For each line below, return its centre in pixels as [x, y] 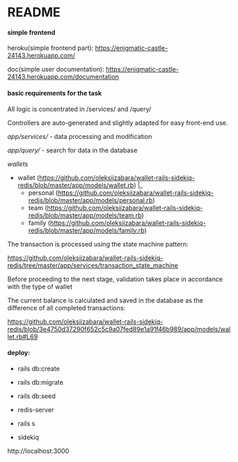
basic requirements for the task [55, 93]
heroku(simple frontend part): [51, 48]
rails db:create [39, 368]
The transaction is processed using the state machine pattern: [98, 244]
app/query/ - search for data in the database [73, 150]
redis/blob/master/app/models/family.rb [86, 230]
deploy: [19, 353]
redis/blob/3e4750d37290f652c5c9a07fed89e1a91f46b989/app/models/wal [119, 329]
